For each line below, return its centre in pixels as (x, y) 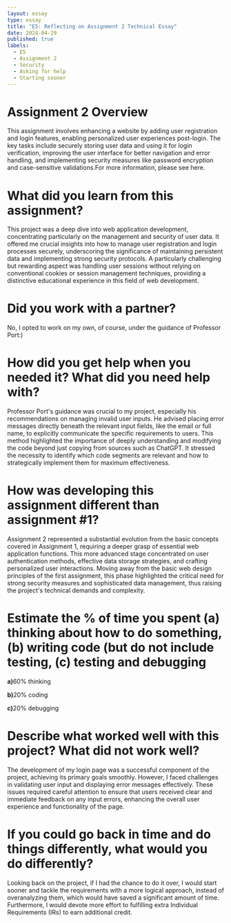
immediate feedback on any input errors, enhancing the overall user (103, 799)
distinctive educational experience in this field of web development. (103, 281)
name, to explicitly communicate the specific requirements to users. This (110, 434)
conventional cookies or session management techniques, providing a (107, 273)
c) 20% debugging (33, 708)
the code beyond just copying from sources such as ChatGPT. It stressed (111, 448)
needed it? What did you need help (109, 378)
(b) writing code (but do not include (111, 648)
